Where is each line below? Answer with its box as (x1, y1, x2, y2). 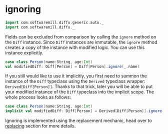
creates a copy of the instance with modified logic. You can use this (5, 44, 145, 50)
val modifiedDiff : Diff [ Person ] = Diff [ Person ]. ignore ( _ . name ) (5, 64, 140, 69)
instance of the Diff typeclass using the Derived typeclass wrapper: (5, 78, 145, 84)
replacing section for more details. (5, 123, 76, 129)
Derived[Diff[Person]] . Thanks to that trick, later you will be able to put (5, 83, 153, 89)
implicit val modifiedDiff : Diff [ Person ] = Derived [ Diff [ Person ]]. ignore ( (5, 108, 164, 113)
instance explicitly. (5, 49, 43, 55)
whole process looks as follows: (5, 94, 71, 100)
